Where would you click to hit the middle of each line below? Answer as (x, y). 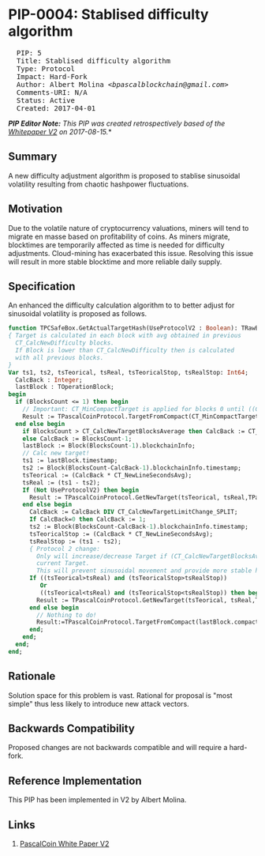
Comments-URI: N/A (52, 92)
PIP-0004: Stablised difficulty (108, 15)
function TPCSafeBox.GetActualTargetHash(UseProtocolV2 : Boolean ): (123, 328)
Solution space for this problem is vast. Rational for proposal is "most (120, 695)
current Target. (63, 564)
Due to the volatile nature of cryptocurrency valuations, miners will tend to (129, 228)
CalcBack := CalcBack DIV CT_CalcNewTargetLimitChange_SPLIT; (133, 512)
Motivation (35, 209)
